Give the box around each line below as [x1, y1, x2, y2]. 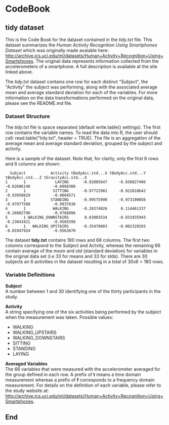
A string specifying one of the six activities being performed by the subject [5, 309, 161, 315]
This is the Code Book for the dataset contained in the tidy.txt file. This [5, 36, 153, 42]
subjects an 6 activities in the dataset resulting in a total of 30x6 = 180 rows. [5, 259, 164, 265]
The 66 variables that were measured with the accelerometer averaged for [5, 366, 161, 372]
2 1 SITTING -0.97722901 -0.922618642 [5, 188, 146, 194]
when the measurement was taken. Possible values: [5, 314, 113, 320]
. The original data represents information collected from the [33, 58, 159, 64]
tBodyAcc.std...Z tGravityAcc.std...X [5, 175, 87, 180]
